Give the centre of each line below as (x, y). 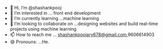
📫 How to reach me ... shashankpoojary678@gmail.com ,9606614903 (82, 34)
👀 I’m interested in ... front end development (55, 13)
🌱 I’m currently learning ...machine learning (54, 18)
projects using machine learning (43, 29)
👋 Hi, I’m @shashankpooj (36, 8)
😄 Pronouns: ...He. (29, 42)
